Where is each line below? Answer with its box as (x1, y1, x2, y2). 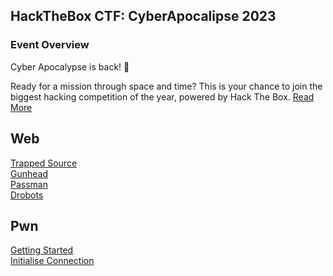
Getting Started (10, 244, 74, 256)
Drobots (10, 189, 44, 201)
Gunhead (10, 167, 49, 179)
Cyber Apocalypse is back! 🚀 (10, 60, 130, 73)
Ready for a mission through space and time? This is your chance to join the (10, 80, 323, 92)
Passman (10, 178, 48, 190)
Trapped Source (10, 157, 78, 169)
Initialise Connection (10, 255, 95, 267)
